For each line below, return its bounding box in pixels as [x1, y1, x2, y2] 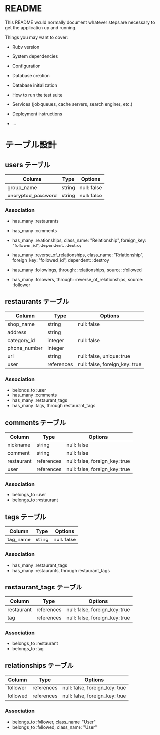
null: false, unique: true [77, 353, 131, 360]
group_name [7, 184, 37, 191]
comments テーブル [5, 418, 66, 427]
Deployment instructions [12, 111, 63, 117]
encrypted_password [7, 192, 57, 198]
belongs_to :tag [12, 645, 44, 651]
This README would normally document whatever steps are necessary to [5, 19, 155, 25]
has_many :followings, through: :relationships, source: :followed [12, 267, 142, 273]
